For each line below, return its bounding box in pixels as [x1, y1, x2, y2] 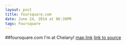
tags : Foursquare [5, 21, 41, 26]
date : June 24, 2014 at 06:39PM [5, 16, 71, 21]
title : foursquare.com [5, 12, 52, 17]
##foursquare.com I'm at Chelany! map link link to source [5, 35, 122, 41]
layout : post [5, 7, 32, 12]
